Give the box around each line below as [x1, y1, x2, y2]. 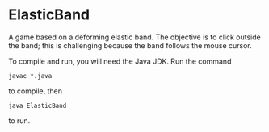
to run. [8, 115, 31, 126]
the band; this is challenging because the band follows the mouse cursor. [8, 40, 252, 50]
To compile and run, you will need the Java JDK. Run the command [8, 56, 232, 66]
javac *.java [8, 72, 53, 80]
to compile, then [8, 86, 63, 96]
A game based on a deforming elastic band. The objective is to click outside [8, 32, 261, 42]
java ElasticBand [8, 101, 67, 109]
